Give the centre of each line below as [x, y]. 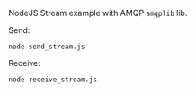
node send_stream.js [47, 46]
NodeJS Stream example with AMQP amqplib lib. [98, 13]
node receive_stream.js [53, 80]
